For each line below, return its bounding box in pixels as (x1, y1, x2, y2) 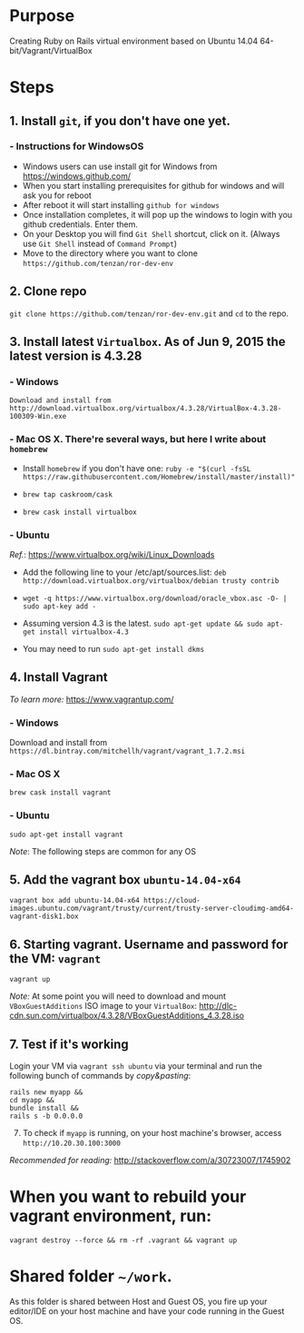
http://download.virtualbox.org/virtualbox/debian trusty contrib (22, 576, 279, 586)
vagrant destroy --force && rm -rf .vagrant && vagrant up (9, 1236, 238, 1245)
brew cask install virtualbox (22, 508, 138, 517)
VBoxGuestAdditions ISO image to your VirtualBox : (9, 1001, 198, 1012)
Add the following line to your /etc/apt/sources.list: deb (22, 567, 227, 578)
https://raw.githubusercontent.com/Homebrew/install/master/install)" (22, 472, 296, 481)
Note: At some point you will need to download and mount (9, 991, 227, 1002)
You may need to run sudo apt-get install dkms (22, 643, 205, 654)
